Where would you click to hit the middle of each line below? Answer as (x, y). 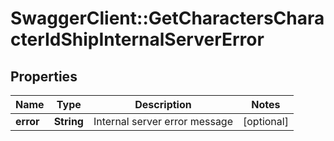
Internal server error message (163, 121)
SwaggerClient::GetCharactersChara (167, 18)
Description (163, 104)
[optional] (266, 121)
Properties (44, 76)
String (68, 121)
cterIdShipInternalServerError (137, 39)
